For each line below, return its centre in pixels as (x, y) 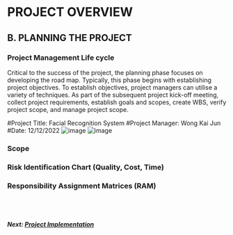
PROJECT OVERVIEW (70, 12)
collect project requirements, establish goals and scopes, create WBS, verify (117, 102)
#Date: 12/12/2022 (34, 130)
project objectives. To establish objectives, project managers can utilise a (112, 87)
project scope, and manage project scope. (68, 109)
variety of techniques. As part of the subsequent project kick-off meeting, (113, 95)
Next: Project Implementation (51, 224)
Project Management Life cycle (61, 58)
